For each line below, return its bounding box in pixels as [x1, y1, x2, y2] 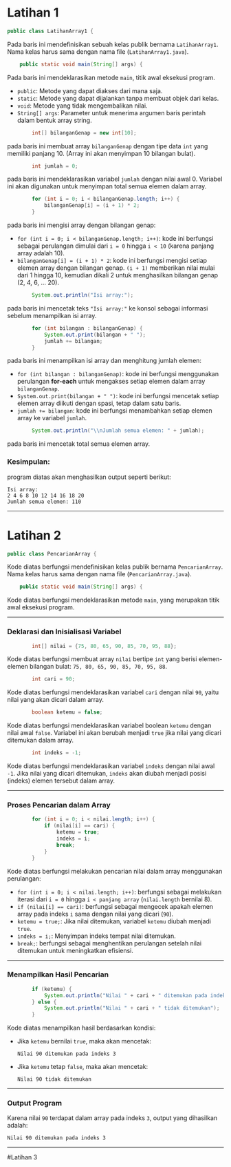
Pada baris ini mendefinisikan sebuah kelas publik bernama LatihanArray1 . [7, 40, 219, 48]
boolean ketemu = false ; [32, 709, 103, 716]
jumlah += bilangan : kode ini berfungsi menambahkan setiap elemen [16, 406, 213, 415]
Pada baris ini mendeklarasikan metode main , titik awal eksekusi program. [7, 73, 215, 81]
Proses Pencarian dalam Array [7, 801, 111, 810]
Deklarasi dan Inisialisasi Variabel [7, 627, 122, 636]
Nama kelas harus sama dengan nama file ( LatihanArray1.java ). [7, 47, 189, 56]
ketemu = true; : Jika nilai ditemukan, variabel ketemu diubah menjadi [16, 916, 212, 925]
